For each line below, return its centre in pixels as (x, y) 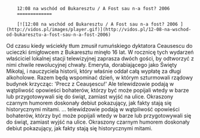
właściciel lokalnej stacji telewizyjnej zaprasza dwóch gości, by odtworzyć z (100, 59)
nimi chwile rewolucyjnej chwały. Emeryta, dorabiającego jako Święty (92, 65)
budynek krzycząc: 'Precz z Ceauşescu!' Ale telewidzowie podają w (90, 84)
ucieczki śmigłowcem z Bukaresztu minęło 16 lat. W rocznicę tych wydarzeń (100, 52)
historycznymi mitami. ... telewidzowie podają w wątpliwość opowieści (93, 109)
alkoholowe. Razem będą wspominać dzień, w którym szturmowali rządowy (100, 77)
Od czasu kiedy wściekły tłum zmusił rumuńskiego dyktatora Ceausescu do (99, 46)
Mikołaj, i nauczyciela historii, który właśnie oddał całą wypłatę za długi (94, 71)
